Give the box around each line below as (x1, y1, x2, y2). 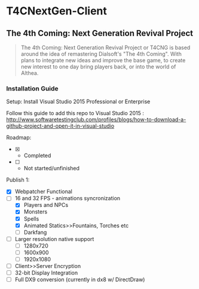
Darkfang (23, 228, 47, 236)
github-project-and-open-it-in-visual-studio (6, 122, 115, 130)
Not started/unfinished (23, 165, 79, 172)
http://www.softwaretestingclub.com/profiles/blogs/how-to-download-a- (6, 116, 186, 124)
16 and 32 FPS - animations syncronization (14, 195, 121, 202)
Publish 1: (6, 176, 30, 183)
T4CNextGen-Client (6, 4, 108, 18)
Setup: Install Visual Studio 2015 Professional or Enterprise (6, 98, 151, 106)
